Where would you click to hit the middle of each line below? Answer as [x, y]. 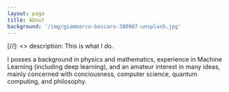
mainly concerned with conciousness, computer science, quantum [102, 74]
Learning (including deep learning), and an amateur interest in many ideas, [114, 67]
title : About [26, 20]
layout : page [26, 13]
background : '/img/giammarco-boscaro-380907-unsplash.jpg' [94, 26]
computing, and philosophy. [47, 82]
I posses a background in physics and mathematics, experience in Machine [114, 59]
